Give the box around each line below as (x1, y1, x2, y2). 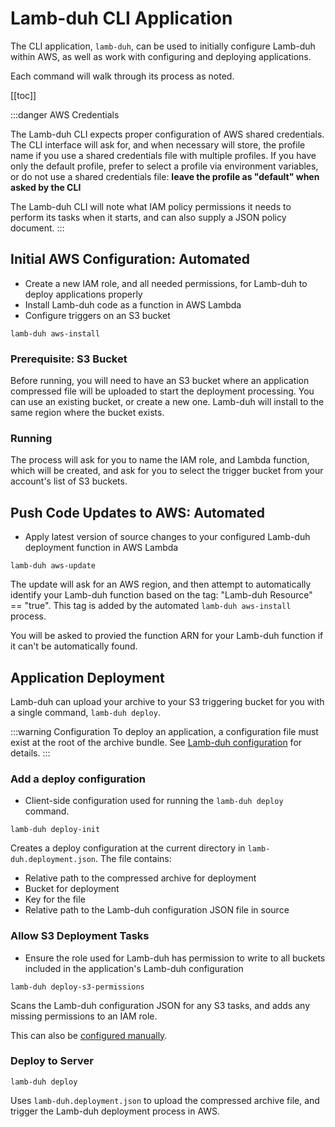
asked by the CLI (10, 181, 82, 193)
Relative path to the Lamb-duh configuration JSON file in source (24, 904, 290, 916)
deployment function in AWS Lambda (24, 542, 179, 554)
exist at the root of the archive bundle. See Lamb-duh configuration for (10, 736, 303, 748)
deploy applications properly (24, 288, 143, 300)
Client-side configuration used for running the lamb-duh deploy (24, 795, 284, 807)
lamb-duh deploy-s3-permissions (10, 982, 145, 992)
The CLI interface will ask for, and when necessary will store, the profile (10, 138, 306, 151)
